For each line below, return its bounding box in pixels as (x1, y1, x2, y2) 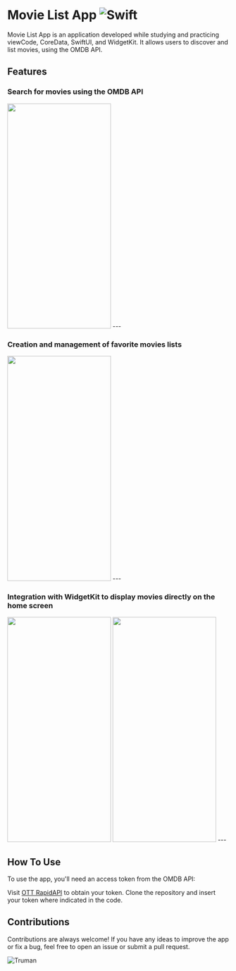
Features (7, 66, 47, 78)
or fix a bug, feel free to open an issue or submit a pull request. (7, 942, 190, 951)
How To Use (7, 856, 61, 868)
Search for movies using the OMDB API (7, 87, 144, 97)
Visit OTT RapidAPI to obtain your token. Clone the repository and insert (7, 889, 216, 897)
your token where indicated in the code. (7, 896, 123, 905)
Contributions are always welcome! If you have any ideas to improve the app (7, 934, 229, 944)
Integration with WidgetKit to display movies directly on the (7, 592, 216, 602)
